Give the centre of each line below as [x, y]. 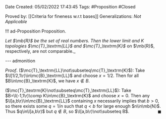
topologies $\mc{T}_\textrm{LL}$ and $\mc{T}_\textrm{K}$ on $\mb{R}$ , [80, 46]
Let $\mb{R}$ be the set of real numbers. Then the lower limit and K [75, 41]
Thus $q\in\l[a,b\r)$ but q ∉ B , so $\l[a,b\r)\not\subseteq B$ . [67, 111]
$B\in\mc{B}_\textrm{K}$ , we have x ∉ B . [48, 81]
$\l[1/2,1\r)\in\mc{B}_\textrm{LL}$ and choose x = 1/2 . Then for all [72, 76]
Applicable [16, 21]
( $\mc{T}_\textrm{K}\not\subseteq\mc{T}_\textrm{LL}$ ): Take [68, 90]
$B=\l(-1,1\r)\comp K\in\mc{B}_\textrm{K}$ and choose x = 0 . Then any [78, 96]
